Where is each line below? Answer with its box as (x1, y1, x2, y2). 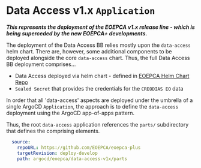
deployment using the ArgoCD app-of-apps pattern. (6, 109, 135, 116)
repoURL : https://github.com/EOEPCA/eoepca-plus (17, 145, 141, 151)
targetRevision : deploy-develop (17, 150, 98, 156)
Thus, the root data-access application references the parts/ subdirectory (6, 121, 189, 128)
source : (11, 139, 31, 145)
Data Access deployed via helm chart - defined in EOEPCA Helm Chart (14, 72, 190, 79)
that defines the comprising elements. (6, 127, 100, 134)
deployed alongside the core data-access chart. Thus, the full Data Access (6, 54, 190, 61)
